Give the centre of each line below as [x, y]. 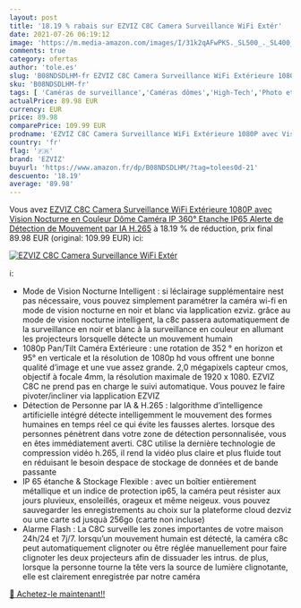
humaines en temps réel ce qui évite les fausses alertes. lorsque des [149, 424]
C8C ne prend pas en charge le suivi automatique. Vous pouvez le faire [154, 387]
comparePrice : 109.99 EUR [57, 126]
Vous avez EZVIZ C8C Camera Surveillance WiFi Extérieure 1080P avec [141, 210]
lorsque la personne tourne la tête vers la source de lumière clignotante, [155, 567]
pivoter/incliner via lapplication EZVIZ [91, 396]
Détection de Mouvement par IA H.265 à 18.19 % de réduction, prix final [141, 228]
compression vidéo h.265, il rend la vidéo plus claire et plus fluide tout [152, 453]
